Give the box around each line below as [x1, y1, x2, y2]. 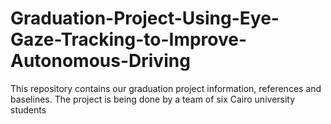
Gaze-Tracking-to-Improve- [10, 28, 248, 51]
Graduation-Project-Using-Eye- [10, 7, 280, 30]
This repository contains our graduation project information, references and [10, 82, 322, 94]
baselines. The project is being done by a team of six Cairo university [10, 93, 296, 105]
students [10, 103, 47, 116]
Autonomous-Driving [10, 50, 191, 72]
